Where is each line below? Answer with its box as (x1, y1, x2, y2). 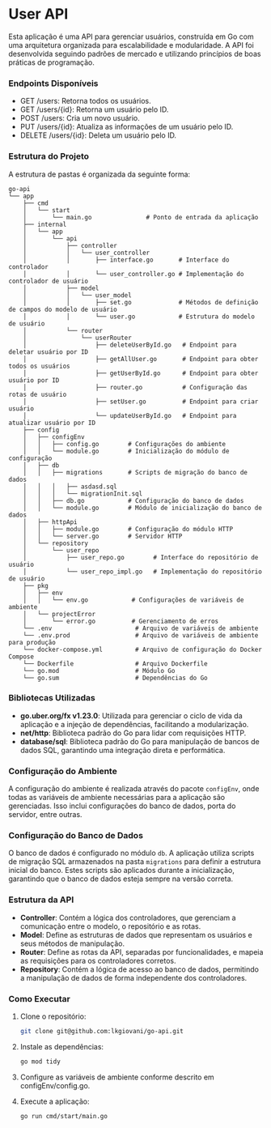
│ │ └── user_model (23, 291, 132, 300)
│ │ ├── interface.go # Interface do (23, 256, 230, 264)
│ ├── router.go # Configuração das (23, 383, 248, 391)
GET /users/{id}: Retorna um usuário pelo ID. (19, 104, 169, 114)
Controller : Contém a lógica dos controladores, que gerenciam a (19, 913, 236, 922)
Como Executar (8, 993, 70, 1004)
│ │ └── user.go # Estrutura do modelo (23, 313, 255, 321)
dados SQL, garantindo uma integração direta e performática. (19, 745, 226, 755)
